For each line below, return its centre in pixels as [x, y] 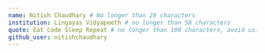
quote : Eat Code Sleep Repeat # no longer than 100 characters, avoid [127, 30]
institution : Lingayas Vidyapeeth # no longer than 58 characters [119, 23]
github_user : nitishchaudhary [58, 37]
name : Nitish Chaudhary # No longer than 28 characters [102, 15]
